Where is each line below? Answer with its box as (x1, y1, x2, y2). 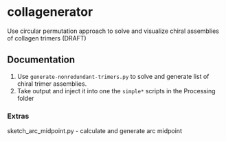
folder (16, 94, 34, 102)
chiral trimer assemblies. (16, 80, 87, 88)
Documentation (7, 54, 76, 66)
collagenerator (7, 4, 93, 20)
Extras (7, 111, 30, 121)
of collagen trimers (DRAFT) (7, 34, 87, 42)
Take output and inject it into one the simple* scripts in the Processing (16, 86, 216, 95)
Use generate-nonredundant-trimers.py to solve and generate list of (16, 72, 210, 80)
